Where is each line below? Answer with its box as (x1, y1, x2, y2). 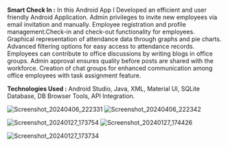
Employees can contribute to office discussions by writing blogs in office (7, 49, 213, 58)
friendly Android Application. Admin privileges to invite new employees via (7, 13, 218, 21)
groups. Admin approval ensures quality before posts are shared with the (7, 57, 214, 64)
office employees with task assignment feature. (7, 71, 141, 80)
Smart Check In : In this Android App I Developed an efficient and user (7, 6, 207, 14)
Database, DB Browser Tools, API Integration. (7, 92, 135, 100)
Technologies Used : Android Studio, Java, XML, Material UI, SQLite (7, 85, 201, 93)
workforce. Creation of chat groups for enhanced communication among (7, 64, 213, 72)
